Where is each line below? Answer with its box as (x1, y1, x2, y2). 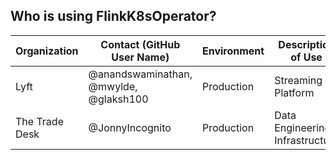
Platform (274, 85, 315, 99)
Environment (201, 44, 265, 58)
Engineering (274, 120, 332, 134)
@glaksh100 (88, 92, 149, 106)
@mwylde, (88, 79, 138, 93)
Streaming (274, 73, 323, 87)
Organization (15, 44, 79, 58)
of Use (290, 50, 323, 64)
